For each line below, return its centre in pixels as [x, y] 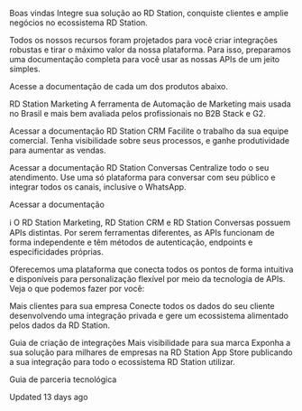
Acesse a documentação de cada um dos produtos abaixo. [119, 86]
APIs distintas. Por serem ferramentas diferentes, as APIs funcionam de [142, 233]
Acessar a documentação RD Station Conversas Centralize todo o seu [139, 168]
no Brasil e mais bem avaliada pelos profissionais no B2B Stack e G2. [137, 113]
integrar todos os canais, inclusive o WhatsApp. [98, 187]
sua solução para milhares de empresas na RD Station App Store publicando [151, 352]
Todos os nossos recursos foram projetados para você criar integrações [143, 40]
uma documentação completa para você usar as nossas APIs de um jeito [145, 59]
